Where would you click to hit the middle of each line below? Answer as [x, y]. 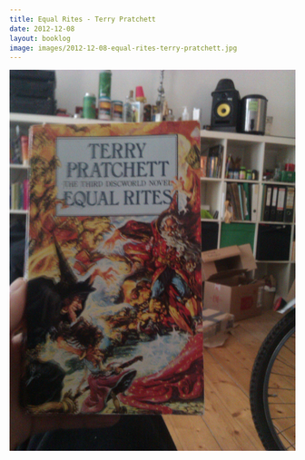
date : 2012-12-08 [42, 29]
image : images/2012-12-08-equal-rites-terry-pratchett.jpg [123, 48]
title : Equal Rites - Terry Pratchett [83, 19]
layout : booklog [40, 38]
